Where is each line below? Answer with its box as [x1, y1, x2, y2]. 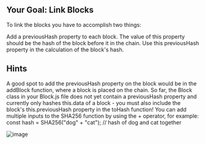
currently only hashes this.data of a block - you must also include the [6, 99, 181, 106]
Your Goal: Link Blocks [6, 5, 94, 15]
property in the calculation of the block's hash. [6, 46, 124, 53]
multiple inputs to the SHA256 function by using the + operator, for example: [6, 112, 199, 120]
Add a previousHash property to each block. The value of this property [6, 33, 185, 40]
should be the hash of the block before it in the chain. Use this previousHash [6, 39, 199, 46]
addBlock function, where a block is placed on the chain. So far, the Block [6, 86, 193, 93]
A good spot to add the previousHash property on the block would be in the [6, 79, 197, 87]
